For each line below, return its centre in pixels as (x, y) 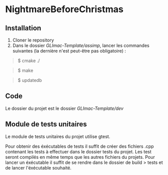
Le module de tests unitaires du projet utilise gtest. (58, 136)
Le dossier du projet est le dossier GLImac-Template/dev (64, 108)
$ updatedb (30, 80)
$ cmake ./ (29, 61)
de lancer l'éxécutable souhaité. (38, 167)
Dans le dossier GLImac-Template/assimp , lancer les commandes (81, 46)
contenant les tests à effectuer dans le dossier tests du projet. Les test (78, 151)
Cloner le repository (33, 40)
